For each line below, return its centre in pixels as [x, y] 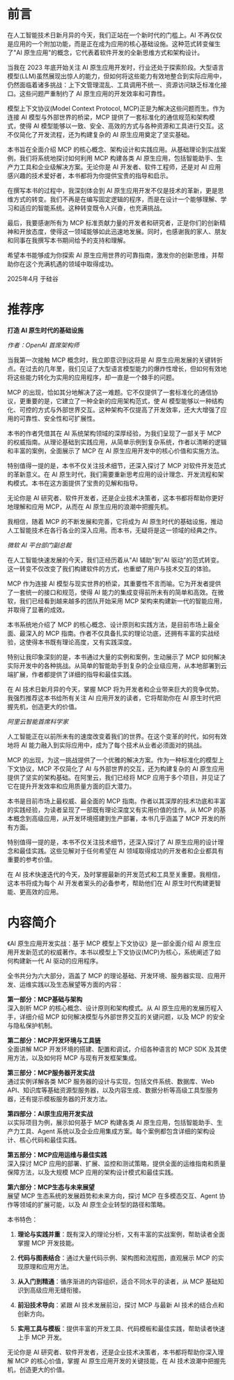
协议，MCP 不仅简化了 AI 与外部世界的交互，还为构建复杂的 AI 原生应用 [122, 769]
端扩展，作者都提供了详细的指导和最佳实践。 [71, 674]
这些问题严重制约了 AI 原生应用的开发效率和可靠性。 [94, 93]
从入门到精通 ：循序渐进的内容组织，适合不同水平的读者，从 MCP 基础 [117, 1281]
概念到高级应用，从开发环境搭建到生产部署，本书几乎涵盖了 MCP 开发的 [116, 818]
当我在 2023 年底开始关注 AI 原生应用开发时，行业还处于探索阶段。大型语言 [116, 67]
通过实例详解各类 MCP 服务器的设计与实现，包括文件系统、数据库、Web [111, 1081]
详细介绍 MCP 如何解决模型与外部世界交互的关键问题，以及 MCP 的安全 [122, 1017]
